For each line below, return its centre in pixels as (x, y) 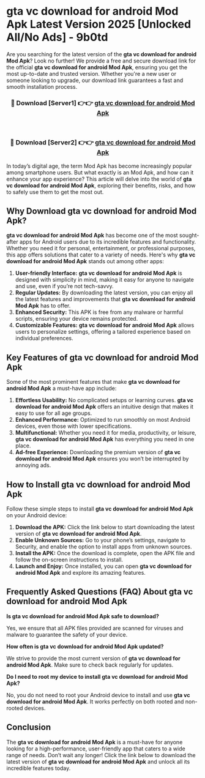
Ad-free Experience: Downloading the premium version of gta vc (98, 452)
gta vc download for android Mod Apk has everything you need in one (105, 439)
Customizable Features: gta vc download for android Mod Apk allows (105, 325)
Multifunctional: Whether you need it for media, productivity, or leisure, (106, 433)
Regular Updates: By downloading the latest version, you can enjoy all (104, 293)
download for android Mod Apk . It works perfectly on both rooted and (95, 701)
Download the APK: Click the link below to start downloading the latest (105, 527)
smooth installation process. (42, 86)
